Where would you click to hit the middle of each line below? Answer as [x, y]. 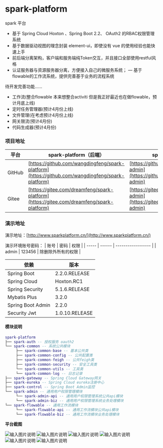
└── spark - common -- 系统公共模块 [38, 346]
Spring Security [25, 289]
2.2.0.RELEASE [72, 273]
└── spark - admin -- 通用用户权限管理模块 [44, 392]
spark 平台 [16, 23]
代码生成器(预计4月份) [34, 127]
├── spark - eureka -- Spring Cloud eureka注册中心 [55, 383]
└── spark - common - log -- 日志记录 [49, 373]
